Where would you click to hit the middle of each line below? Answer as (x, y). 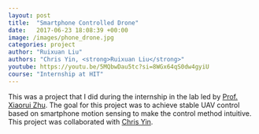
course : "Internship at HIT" (56, 74)
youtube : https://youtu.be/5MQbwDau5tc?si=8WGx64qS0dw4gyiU (109, 67)
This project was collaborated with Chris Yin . (81, 121)
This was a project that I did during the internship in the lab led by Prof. (123, 96)
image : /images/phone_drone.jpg (61, 37)
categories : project (42, 45)
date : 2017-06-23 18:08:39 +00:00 (68, 30)
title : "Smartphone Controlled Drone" (74, 23)
